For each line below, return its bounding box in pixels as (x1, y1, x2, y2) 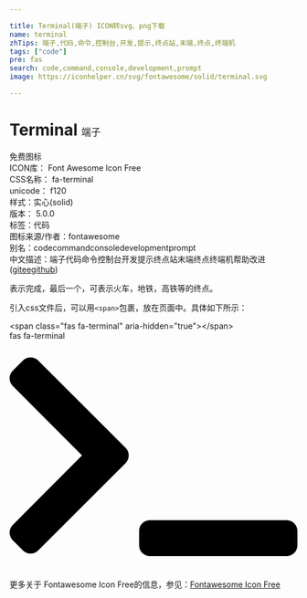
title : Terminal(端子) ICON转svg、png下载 (9, 21, 165, 30)
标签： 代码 (9, 219, 50, 230)
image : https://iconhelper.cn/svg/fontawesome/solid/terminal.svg (9, 72, 268, 82)
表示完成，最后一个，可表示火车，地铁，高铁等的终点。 (9, 282, 217, 293)
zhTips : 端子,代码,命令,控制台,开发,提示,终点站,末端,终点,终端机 (9, 38, 236, 47)
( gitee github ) (9, 264, 58, 275)
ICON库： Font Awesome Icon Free (9, 162, 142, 173)
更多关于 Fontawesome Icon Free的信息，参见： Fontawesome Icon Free (9, 579, 281, 590)
